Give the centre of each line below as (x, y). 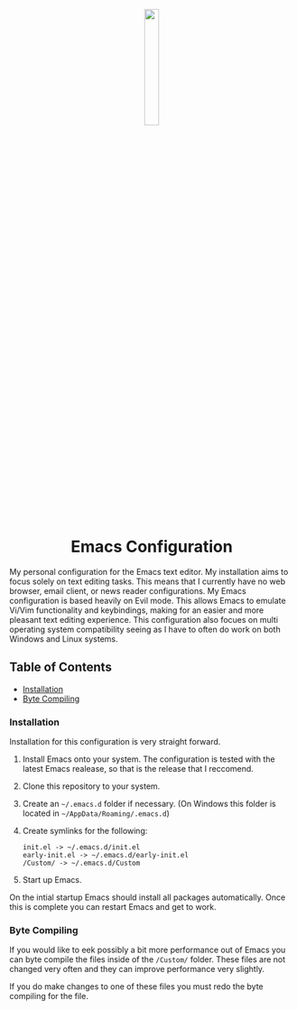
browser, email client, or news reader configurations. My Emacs (128, 590)
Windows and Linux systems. (64, 639)
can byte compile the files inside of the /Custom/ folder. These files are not (148, 959)
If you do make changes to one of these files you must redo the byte (136, 987)
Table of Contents (61, 667)
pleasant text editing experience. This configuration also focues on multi (144, 619)
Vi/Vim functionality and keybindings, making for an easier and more (137, 610)
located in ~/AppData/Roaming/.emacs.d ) (96, 813)
